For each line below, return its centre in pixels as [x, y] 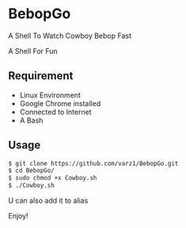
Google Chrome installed [60, 103]
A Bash [31, 120]
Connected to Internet [56, 112]
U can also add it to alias [48, 201]
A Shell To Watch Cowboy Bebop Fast [70, 36]
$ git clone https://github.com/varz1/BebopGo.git [93, 163]
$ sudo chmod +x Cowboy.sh [53, 178]
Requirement [41, 76]
